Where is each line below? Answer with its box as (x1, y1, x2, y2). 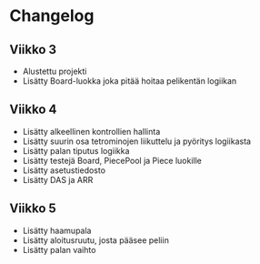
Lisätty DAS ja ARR (22, 174, 94, 185)
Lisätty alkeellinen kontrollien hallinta (22, 126, 161, 137)
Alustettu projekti (22, 66, 87, 76)
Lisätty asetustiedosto (22, 165, 106, 176)
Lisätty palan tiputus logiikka (22, 145, 130, 156)
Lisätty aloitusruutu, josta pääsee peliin (22, 234, 170, 246)
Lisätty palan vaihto (22, 244, 96, 255)
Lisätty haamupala (22, 225, 92, 236)
